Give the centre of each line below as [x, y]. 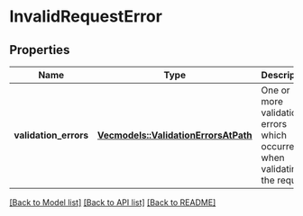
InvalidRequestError [86, 17]
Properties [40, 50]
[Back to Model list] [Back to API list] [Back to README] [113, 202]
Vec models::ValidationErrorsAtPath [174, 135]
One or [275, 90]
